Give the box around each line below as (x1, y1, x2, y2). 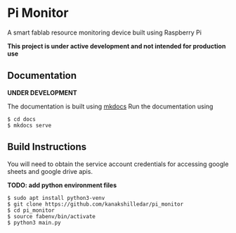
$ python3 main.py (7, 219, 61, 226)
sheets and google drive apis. (7, 167, 93, 175)
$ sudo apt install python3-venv (7, 194, 105, 201)
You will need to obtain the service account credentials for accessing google (7, 160, 229, 168)
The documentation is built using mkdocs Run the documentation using (7, 102, 214, 111)
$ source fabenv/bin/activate (7, 213, 96, 220)
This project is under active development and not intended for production (7, 42, 226, 50)
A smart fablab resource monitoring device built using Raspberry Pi (7, 28, 202, 37)
